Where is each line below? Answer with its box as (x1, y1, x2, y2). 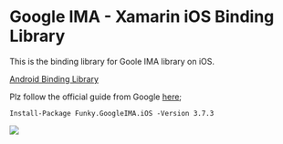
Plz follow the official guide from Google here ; (9, 91, 183, 102)
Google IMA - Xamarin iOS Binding (9, 6, 275, 27)
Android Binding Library (9, 73, 99, 84)
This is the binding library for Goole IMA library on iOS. (9, 56, 215, 67)
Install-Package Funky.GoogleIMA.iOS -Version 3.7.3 (9, 108, 215, 118)
